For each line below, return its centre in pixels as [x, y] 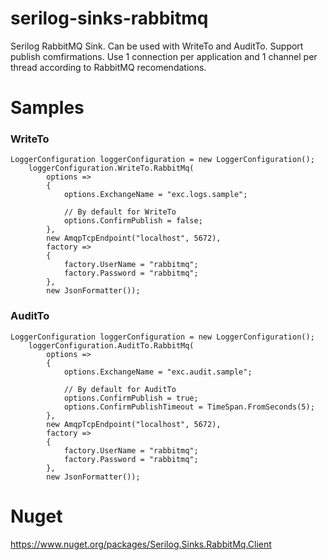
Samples [47, 108]
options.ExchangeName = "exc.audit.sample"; [158, 372]
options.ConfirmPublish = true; [131, 398]
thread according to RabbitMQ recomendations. [108, 67]
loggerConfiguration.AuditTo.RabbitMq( [111, 345]
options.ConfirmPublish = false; [133, 221]
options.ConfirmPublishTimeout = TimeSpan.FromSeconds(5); [189, 407]
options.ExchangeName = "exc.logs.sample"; [155, 195]
